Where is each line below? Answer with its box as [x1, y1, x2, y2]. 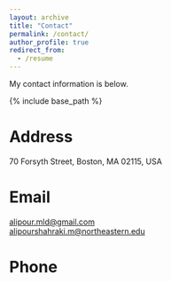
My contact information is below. [9, 79, 128, 89]
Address [9, 127, 74, 147]
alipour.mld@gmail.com [9, 216, 96, 227]
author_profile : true [9, 37, 89, 47]
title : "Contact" [9, 21, 74, 30]
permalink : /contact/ [9, 29, 89, 38]
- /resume [17, 54, 53, 63]
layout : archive [9, 12, 69, 22]
